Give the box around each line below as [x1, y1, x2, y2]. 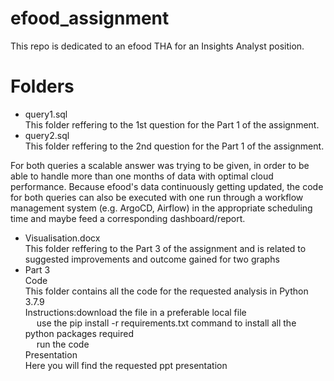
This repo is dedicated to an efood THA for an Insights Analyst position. [10, 40, 305, 52]
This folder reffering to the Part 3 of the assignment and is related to [24, 242, 307, 254]
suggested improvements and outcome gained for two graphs [24, 253, 280, 265]
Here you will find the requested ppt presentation [24, 359, 228, 371]
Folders [10, 75, 75, 98]
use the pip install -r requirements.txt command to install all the [36, 317, 297, 329]
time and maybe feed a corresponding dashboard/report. [10, 212, 246, 224]
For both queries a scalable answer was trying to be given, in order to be [10, 159, 310, 171]
